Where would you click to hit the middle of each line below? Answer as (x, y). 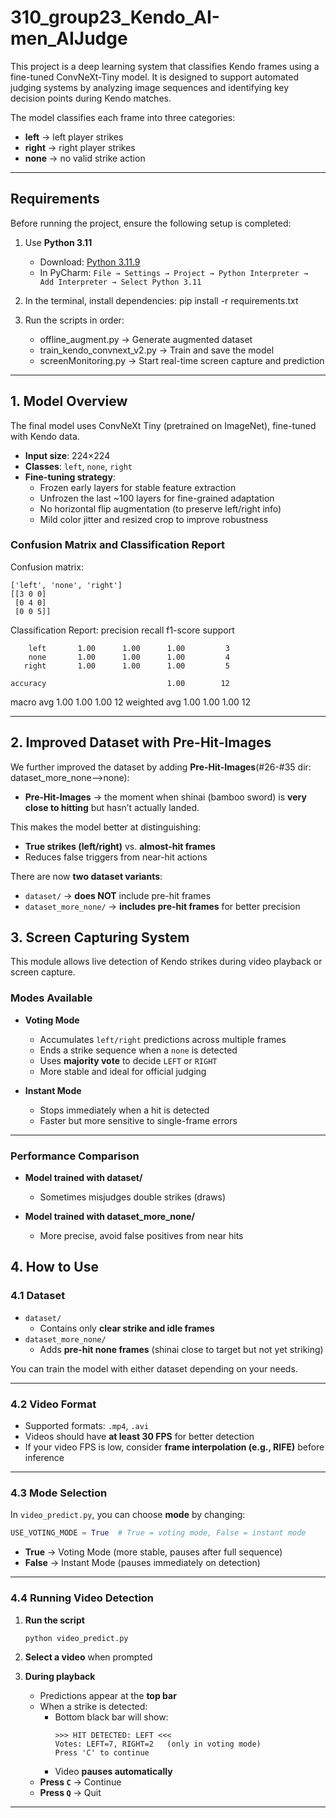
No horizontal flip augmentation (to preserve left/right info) (160, 508)
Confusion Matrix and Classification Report (118, 545)
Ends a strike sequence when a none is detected (138, 1050)
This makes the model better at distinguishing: (106, 827)
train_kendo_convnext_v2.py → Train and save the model (157, 350)
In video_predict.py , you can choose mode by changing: (128, 1515)
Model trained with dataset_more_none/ (110, 1217)
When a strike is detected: (93, 1707)
